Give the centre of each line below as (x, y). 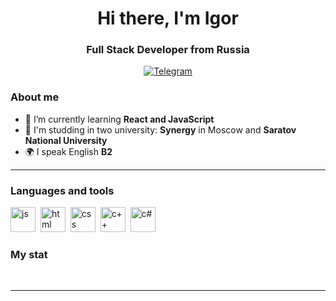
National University (66, 140)
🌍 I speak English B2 (68, 151)
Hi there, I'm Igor (168, 18)
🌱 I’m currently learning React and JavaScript (119, 119)
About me (35, 97)
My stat (29, 254)
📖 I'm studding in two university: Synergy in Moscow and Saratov (160, 129)
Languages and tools (62, 190)
